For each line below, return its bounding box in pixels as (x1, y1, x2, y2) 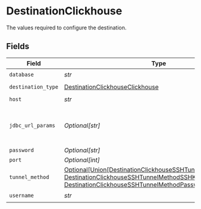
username (9, 192, 34, 199)
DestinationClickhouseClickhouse (63, 83, 159, 91)
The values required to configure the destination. (6, 24, 127, 31)
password (9, 147, 34, 153)
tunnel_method (9, 174, 50, 180)
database (9, 71, 34, 78)
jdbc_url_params (9, 122, 56, 129)
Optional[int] (63, 156, 100, 164)
